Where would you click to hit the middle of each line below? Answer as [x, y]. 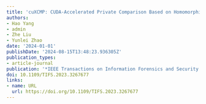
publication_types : [31, 58]
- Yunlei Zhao [25, 40]
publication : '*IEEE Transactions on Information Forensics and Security [103, 69]
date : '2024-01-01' [31, 46]
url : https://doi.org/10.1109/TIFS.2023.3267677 [75, 92]
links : [15, 80]
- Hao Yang [20, 23]
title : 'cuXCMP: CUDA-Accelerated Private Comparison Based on [89, 12]
